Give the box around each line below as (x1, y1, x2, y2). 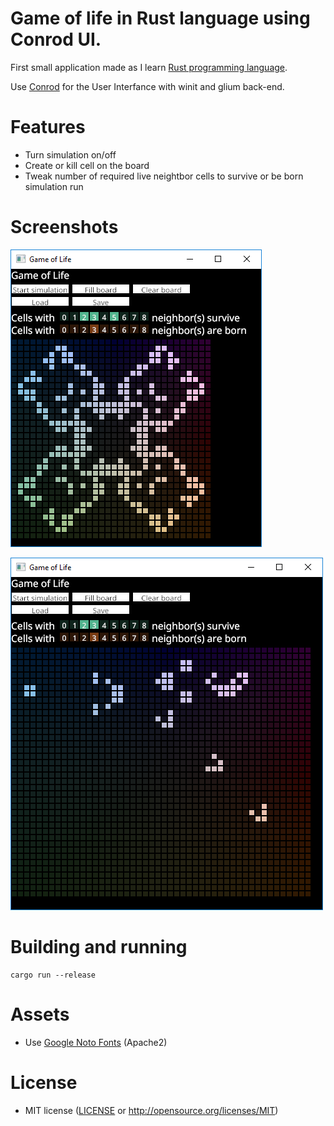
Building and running (10, 936, 188, 958)
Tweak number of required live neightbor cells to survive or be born (24, 170, 304, 182)
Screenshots (10, 216, 119, 239)
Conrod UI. (10, 28, 102, 51)
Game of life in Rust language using (10, 7, 311, 30)
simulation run (24, 180, 84, 192)
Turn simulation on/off (24, 148, 117, 161)
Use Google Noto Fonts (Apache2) (24, 1036, 168, 1048)
